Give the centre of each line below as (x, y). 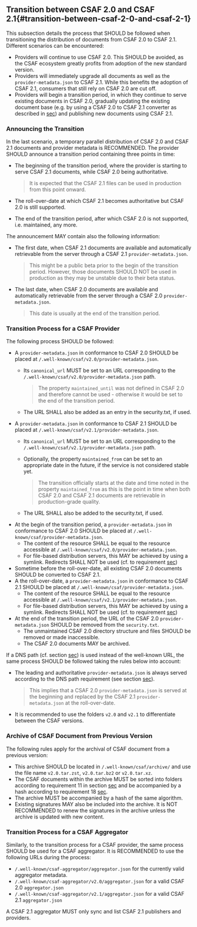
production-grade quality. (69, 502)
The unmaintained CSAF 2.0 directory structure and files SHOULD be (107, 631)
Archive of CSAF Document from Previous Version (79, 736)
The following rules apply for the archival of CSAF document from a (88, 749)
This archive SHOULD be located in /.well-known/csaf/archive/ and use (103, 767)
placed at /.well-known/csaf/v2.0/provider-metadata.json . (86, 359)
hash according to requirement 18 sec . (61, 791)
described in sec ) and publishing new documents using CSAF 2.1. (94, 113)
